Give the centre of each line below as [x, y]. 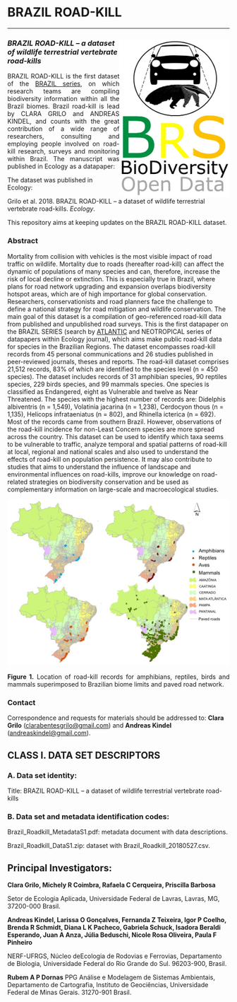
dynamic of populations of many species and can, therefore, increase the [114, 271]
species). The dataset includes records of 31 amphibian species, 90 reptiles [117, 376]
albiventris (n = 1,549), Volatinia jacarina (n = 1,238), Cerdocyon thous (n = [116, 407]
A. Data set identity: [42, 775]
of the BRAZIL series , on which [63, 84]
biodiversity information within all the [63, 99]
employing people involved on [54, 144]
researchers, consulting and [63, 136]
